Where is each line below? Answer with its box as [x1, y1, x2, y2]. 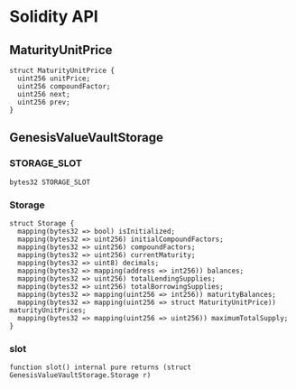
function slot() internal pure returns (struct [9, 363, 192, 372]
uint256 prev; [17, 97, 70, 107]
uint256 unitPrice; [17, 74, 91, 83]
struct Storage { [9, 218, 75, 227]
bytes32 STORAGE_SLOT [9, 178, 91, 187]
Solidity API [9, 6, 99, 27]
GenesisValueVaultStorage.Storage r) [9, 371, 152, 380]
